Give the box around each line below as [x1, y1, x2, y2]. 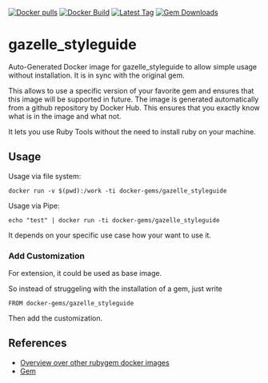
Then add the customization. [8, 313, 103, 323]
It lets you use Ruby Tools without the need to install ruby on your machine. [8, 126, 256, 136]
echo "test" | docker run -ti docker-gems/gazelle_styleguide [8, 216, 220, 224]
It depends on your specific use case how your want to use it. [8, 230, 212, 240]
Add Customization [8, 250, 86, 261]
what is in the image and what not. [8, 111, 122, 121]
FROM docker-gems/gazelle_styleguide [8, 300, 134, 308]
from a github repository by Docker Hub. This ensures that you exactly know [8, 102, 260, 112]
